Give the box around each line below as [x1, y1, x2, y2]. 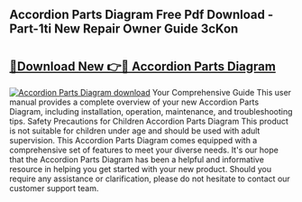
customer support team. [9, 183, 99, 193]
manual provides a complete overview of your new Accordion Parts [9, 96, 260, 107]
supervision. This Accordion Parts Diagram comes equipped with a [9, 135, 258, 145]
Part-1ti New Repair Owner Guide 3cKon [9, 22, 239, 37]
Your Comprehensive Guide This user [151, 87, 291, 97]
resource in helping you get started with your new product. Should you [9, 164, 272, 174]
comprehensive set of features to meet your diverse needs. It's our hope [9, 144, 279, 155]
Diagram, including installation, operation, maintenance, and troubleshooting [9, 106, 293, 116]
